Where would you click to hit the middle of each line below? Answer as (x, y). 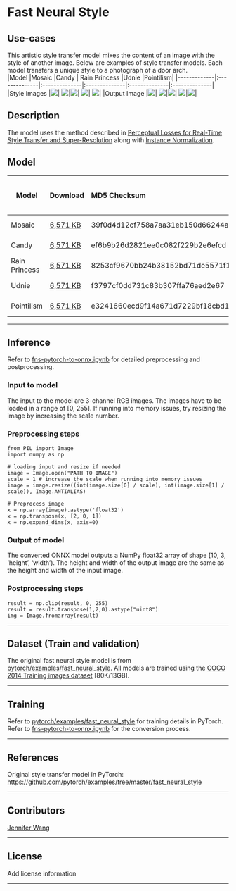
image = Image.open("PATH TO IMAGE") (63, 473)
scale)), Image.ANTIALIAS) (47, 492)
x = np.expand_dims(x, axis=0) (53, 523)
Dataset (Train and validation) (74, 644)
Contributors (36, 811)
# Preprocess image (36, 504)
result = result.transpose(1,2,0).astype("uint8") (83, 609)
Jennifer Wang (29, 828)
